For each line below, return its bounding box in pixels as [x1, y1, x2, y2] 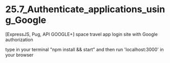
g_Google [5, 14, 47, 26]
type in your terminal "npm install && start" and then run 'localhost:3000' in [5, 46, 164, 52]
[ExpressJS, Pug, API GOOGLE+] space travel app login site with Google [5, 31, 158, 37]
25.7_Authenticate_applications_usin [5, 4, 165, 15]
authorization [5, 37, 33, 43]
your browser [5, 52, 34, 58]
